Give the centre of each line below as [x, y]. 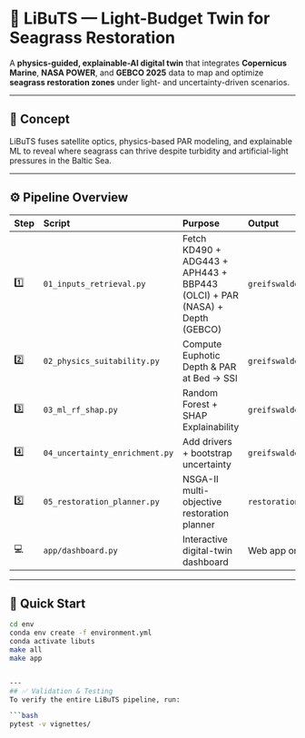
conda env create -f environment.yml [81, 633]
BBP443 [200, 283]
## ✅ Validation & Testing [61, 691]
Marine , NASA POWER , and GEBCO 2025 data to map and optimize [137, 73]
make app [26, 658]
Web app [267, 550]
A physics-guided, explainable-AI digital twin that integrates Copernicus [148, 63]
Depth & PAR [209, 367]
